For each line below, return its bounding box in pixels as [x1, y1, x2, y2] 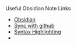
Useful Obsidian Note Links [5, 5, 71, 12]
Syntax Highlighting [13, 28, 62, 35]
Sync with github [13, 22, 55, 29]
